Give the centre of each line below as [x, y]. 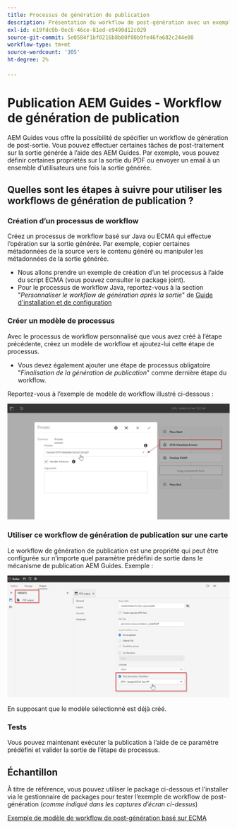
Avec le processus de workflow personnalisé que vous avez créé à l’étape [115, 336]
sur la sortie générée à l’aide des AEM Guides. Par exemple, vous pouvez [114, 153]
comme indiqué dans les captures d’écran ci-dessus [119, 804]
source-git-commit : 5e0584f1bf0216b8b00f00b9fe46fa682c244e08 [101, 37]
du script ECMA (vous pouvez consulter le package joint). [101, 280]
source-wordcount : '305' [44, 52]
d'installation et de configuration [65, 302]
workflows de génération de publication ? [101, 201]
